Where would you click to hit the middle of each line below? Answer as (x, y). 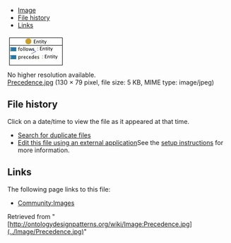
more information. (43, 150)
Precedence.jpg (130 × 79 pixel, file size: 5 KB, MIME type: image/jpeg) (111, 82)
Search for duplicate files (54, 135)
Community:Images (46, 203)
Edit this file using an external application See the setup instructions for (120, 142)
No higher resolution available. (52, 75)
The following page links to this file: (59, 189)
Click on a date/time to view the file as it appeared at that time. (98, 121)
